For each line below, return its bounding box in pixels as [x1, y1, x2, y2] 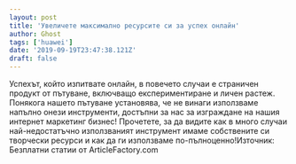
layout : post [9, 12, 58, 22]
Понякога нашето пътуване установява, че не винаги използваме [9, 98, 259, 107]
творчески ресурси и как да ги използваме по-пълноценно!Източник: [9, 135, 275, 145]
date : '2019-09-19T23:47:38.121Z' [9, 46, 137, 55]
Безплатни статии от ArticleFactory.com [9, 144, 159, 155]
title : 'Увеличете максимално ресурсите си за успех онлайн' [9, 21, 240, 30]
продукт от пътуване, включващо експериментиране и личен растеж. [9, 88, 276, 98]
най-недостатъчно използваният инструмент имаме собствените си [9, 126, 270, 136]
